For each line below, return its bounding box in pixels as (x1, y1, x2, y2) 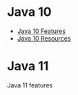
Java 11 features (7, 81, 53, 89)
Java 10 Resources (17, 34, 71, 42)
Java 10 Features (17, 27, 66, 35)
